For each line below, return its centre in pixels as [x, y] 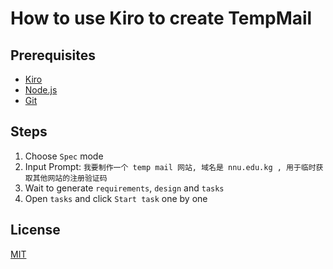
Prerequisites [53, 55]
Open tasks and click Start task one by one [116, 198]
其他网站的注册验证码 [70, 178]
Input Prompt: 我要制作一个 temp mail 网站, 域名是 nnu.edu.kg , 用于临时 [170, 166]
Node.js [41, 90]
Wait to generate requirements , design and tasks [124, 188]
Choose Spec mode [64, 156]
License [35, 230]
